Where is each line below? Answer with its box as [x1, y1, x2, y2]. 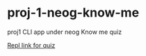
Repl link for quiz [7, 41, 56, 49]
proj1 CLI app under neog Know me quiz [7, 28, 122, 36]
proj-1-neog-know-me [7, 5, 140, 21]
